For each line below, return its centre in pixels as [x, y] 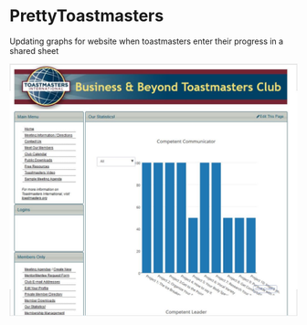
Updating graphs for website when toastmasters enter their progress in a [147, 41]
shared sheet [34, 50]
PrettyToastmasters [87, 16]
